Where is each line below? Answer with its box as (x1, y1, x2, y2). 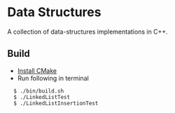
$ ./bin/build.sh (13, 87, 64, 95)
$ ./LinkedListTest (13, 93, 71, 100)
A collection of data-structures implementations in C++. (7, 27, 168, 36)
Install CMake (17, 66, 57, 74)
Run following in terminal (17, 74, 89, 82)
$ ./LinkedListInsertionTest (13, 100, 99, 107)
